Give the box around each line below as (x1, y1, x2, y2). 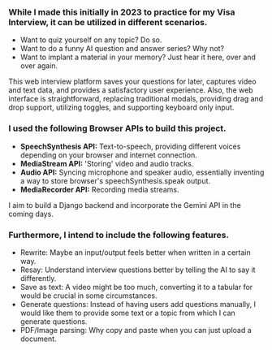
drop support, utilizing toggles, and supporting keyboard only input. (8, 102, 235, 112)
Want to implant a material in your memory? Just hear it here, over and (19, 52, 256, 63)
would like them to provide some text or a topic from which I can (19, 308, 235, 318)
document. (19, 334, 57, 344)
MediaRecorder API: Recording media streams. (19, 184, 179, 194)
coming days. (8, 209, 54, 218)
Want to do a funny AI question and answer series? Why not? (19, 44, 225, 54)
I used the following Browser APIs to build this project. (8, 123, 227, 134)
